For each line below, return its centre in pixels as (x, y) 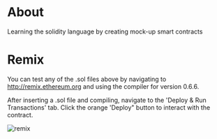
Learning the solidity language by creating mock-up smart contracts (105, 31)
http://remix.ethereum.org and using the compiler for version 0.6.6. (103, 86)
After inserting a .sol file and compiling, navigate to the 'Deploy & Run (107, 100)
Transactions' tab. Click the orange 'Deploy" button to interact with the (109, 107)
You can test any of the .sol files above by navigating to (87, 79)
